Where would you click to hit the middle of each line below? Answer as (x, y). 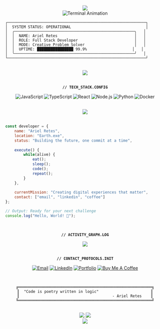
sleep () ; (42, 164)
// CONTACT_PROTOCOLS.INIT (85, 258)
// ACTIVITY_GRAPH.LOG (85, 235)
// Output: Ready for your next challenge (51, 211)
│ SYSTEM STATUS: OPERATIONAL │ (77, 27)
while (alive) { (39, 155)
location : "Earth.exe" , (39, 136)
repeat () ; (43, 173)
